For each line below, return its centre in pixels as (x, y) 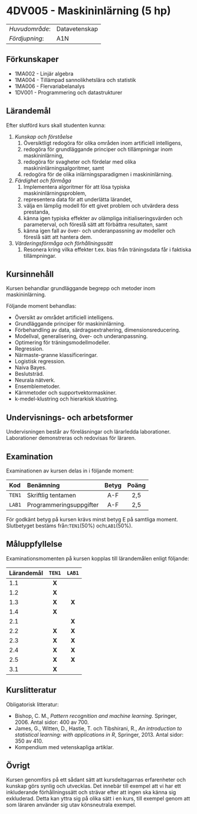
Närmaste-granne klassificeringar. (56, 355)
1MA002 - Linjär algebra (44, 73)
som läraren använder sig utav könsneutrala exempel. (71, 805)
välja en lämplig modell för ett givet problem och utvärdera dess (101, 205)
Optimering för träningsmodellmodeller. (62, 343)
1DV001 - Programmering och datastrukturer (68, 92)
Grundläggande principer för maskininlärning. (70, 324)
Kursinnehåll (30, 274)
